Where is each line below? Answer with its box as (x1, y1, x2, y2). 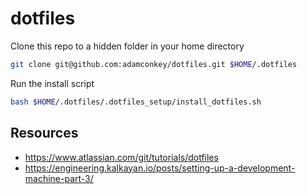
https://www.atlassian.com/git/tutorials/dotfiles (24, 151, 219, 163)
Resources (10, 125, 79, 142)
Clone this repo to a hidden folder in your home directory (10, 40, 245, 52)
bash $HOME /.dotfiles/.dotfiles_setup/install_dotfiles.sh (10, 97, 262, 107)
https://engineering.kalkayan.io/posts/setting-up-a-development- (24, 162, 296, 174)
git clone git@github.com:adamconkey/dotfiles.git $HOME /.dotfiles (10, 59, 298, 69)
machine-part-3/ (24, 172, 94, 184)
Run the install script (10, 77, 95, 89)
